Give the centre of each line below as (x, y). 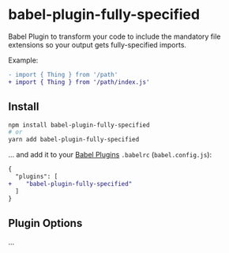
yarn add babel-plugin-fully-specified (74, 140)
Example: (23, 60)
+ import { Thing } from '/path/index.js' (79, 82)
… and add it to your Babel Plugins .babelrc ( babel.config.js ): (110, 155)
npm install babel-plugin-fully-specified (79, 125)
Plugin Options (45, 223)
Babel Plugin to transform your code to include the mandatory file (114, 36)
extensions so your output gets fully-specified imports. (98, 44)
